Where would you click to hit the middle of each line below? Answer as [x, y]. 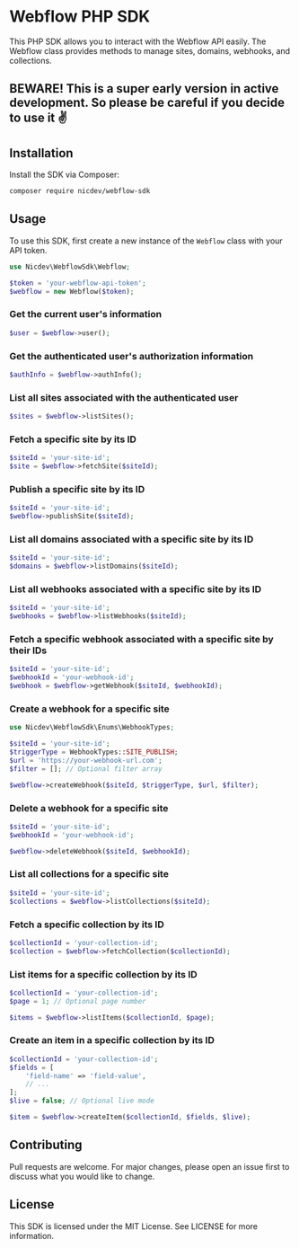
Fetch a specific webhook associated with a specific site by [141, 640]
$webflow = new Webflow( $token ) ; [72, 291]
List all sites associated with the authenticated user [124, 397]
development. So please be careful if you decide [147, 103]
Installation [41, 153]
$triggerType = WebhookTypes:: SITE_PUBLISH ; [94, 752]
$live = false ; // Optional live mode [82, 1101]
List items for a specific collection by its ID [103, 974]
